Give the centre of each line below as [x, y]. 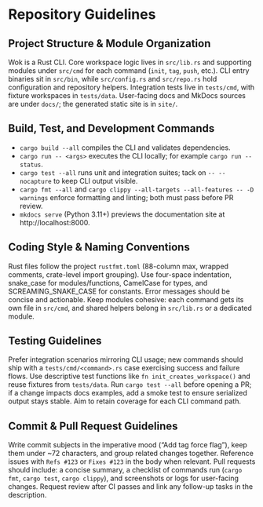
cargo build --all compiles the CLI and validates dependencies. [125, 148]
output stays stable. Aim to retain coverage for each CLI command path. [125, 401]
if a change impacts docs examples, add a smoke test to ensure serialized [128, 393]
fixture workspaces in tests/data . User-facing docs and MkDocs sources [127, 95]
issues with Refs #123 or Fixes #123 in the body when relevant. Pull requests [132, 461]
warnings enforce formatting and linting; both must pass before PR [126, 197]
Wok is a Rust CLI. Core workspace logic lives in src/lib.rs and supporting [130, 62]
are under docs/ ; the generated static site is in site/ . [93, 104]
